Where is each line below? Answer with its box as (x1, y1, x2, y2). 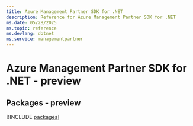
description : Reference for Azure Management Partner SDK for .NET (6, 14, 176, 20)
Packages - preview (6, 98, 81, 108)
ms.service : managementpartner (6, 36, 83, 42)
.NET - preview (6, 75, 81, 88)
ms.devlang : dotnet (6, 31, 54, 37)
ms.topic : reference (6, 25, 57, 31)
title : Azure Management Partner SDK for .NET (6, 8, 123, 15)
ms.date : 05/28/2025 (6, 20, 57, 25)
